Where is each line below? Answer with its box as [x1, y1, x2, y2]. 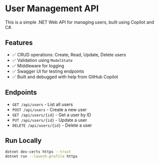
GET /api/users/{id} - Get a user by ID [12, 111, 92, 118]
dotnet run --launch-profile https [5, 154, 78, 159]
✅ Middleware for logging [12, 62, 65, 69]
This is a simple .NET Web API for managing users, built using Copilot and [5, 19, 155, 25]
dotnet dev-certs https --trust [5, 149, 71, 155]
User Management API [5, 3, 99, 14]
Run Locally [5, 136, 42, 145]
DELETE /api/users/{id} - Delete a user [12, 122, 92, 128]
